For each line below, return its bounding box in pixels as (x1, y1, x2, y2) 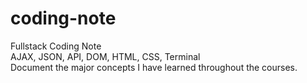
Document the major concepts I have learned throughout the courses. (10, 61, 298, 73)
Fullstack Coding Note (10, 40, 102, 52)
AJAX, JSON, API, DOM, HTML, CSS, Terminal (10, 50, 201, 62)
